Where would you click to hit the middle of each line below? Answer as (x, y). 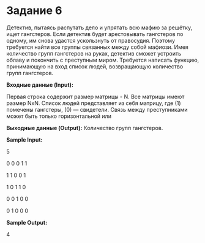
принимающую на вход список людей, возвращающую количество (95, 66)
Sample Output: (27, 222)
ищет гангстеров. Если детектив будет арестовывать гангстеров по (95, 34)
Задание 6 (34, 11)
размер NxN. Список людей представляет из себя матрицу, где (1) (94, 103)
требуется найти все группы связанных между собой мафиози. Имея (97, 47)
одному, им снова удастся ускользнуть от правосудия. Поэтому (91, 40)
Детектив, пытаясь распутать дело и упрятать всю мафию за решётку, (99, 27)
